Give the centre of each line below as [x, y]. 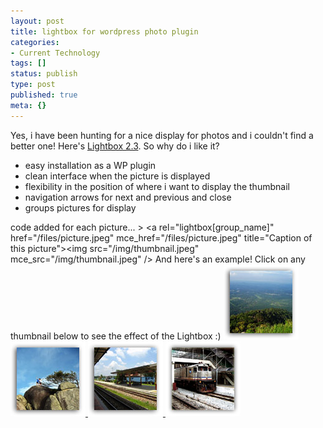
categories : [35, 42]
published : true [44, 95]
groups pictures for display [80, 207]
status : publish [44, 74]
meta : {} [28, 105]
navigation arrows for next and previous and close [128, 197]
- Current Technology [55, 53]
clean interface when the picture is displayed [117, 176]
